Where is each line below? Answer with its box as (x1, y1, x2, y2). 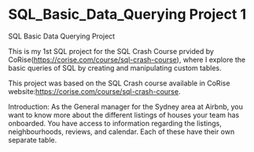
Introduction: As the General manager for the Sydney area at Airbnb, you (8, 102, 244, 111)
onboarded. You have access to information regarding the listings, (8, 118, 222, 128)
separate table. (8, 135, 57, 144)
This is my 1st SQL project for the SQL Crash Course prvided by (8, 46, 215, 56)
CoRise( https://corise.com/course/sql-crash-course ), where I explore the (8, 55, 246, 64)
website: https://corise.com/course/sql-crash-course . (8, 86, 181, 96)
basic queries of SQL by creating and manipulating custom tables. (8, 63, 222, 72)
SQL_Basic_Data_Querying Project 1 (8, 5, 246, 24)
